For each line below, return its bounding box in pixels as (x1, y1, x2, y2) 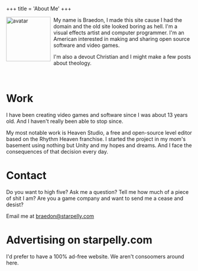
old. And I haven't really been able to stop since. (6, 117, 124, 125)
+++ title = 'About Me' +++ (6, 5, 72, 12)
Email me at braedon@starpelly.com (6, 212, 95, 219)
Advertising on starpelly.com (6, 234, 152, 247)
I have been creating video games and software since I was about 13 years (6, 111, 188, 118)
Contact (6, 169, 47, 183)
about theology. (53, 59, 92, 66)
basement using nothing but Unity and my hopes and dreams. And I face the (6, 142, 192, 149)
